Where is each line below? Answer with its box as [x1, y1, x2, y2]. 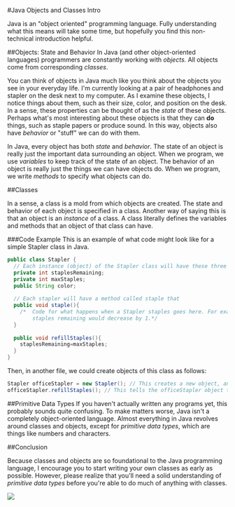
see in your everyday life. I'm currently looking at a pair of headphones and [7, 84, 224, 92]
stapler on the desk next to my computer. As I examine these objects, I [7, 91, 210, 100]
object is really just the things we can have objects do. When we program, [7, 165, 220, 173]
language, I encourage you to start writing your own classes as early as [7, 464, 213, 472]
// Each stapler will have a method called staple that [13, 295, 180, 302]
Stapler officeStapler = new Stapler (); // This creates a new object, [7, 380, 220, 387]
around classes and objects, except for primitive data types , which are [7, 421, 211, 430]
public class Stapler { [7, 256, 77, 263]
